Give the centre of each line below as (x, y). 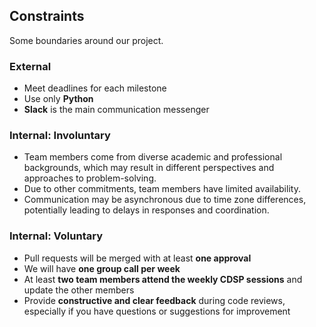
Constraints (47, 16)
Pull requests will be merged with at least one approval (137, 258)
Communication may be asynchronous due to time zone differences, (165, 200)
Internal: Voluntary (56, 236)
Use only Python (58, 99)
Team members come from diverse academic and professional (153, 157)
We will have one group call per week (102, 268)
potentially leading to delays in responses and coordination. (146, 210)
